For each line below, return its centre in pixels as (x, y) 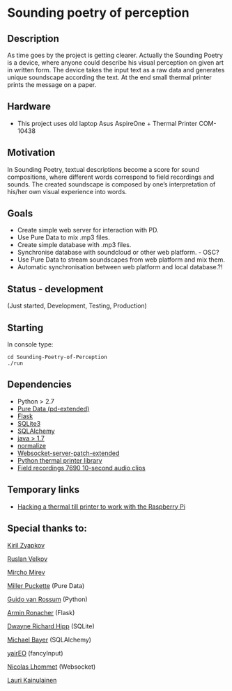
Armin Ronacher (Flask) (41, 612)
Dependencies (39, 384)
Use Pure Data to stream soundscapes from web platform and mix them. (121, 260)
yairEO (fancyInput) (36, 653)
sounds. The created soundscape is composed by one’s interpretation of (111, 184)
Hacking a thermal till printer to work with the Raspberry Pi (101, 507)
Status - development (55, 289)
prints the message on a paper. (52, 85)
